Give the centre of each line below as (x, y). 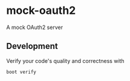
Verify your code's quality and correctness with (66, 60)
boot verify (21, 72)
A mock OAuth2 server (35, 27)
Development (32, 46)
